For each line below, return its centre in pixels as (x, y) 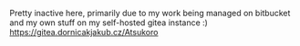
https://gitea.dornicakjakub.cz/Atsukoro (84, 32)
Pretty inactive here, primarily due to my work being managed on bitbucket (150, 13)
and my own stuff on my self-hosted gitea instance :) (109, 23)
